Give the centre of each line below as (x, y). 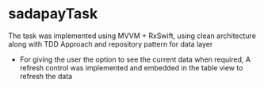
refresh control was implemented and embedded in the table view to (131, 67)
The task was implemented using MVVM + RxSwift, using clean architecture (132, 36)
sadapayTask (53, 14)
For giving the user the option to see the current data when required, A (135, 59)
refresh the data (46, 76)
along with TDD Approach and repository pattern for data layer (111, 43)
